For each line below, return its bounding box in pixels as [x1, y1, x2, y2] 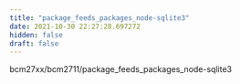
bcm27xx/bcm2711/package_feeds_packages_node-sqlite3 [9, 64, 233, 75]
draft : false [9, 38, 59, 48]
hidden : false [9, 30, 64, 39]
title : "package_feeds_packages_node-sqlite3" [9, 13, 190, 23]
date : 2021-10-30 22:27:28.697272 [9, 22, 141, 31]
